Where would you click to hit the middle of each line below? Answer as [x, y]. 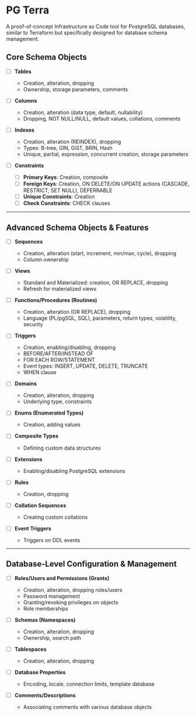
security [33, 324]
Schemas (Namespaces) [45, 620]
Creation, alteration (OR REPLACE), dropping [77, 312]
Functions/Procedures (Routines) [56, 300]
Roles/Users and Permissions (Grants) [62, 578]
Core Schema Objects [47, 57]
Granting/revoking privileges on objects [71, 602]
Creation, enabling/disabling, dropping [69, 347]
